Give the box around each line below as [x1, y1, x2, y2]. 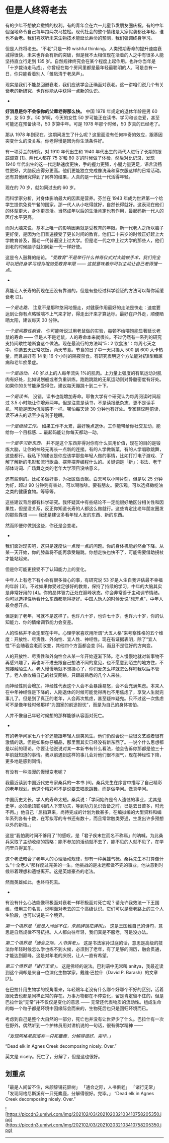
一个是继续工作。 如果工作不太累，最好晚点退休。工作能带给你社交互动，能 [5, 423, 161, 429]
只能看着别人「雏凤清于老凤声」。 [18, 71, 87, 77]
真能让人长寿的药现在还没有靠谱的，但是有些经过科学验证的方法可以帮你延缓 [5, 287, 164, 293]
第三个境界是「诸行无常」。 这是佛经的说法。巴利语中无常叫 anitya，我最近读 [5, 963, 163, 969]
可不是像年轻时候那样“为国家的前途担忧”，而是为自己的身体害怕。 [5, 702, 142, 708]
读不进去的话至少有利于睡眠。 [5, 412, 67, 418]
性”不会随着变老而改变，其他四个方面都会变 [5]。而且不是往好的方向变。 [5, 642, 155, 648]
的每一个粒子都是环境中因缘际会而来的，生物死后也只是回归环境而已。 [5, 1005, 151, 1011]
